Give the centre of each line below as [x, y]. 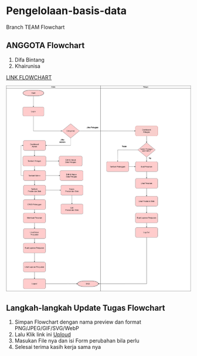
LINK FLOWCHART [29, 77]
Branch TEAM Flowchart [35, 27]
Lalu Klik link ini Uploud [43, 334]
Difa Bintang [30, 59]
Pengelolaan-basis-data [67, 11]
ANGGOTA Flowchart [45, 46]
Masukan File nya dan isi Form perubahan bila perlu [77, 340]
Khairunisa [28, 66]
